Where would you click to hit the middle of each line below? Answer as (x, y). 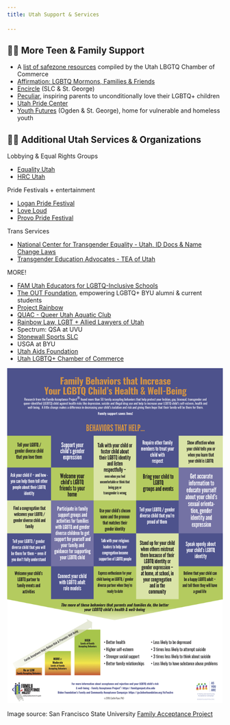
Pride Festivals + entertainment (51, 190)
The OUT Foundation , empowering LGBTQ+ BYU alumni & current (110, 293)
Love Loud (32, 211)
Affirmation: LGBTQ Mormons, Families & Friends (86, 82)
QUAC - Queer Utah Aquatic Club (64, 315)
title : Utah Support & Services (53, 14)
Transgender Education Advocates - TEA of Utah (86, 259)
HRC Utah (31, 177)
